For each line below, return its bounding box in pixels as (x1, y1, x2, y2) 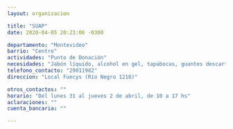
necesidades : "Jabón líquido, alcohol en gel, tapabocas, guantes (7, 61, 203, 68)
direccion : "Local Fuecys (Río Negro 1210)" (7, 73, 138, 80)
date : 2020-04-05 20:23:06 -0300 (7, 29, 104, 36)
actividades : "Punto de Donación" (7, 54, 107, 61)
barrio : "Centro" (7, 48, 58, 55)
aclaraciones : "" (7, 99, 58, 106)
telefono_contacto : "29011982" (7, 67, 98, 74)
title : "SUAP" (7, 22, 49, 30)
